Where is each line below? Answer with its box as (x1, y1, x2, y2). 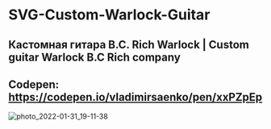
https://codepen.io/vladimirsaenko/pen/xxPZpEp (8, 90, 263, 104)
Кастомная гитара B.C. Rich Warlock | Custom (8, 38, 250, 52)
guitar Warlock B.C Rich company (8, 50, 181, 64)
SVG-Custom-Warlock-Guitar (8, 6, 211, 24)
